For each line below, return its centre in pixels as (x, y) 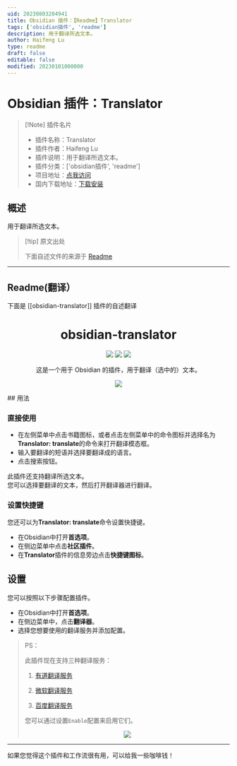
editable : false (31, 60)
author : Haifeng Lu (36, 40)
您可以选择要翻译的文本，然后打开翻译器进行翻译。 (81, 485)
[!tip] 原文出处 (45, 242)
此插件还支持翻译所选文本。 (48, 476)
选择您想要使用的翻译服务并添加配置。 (73, 630)
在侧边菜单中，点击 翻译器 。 (58, 621)
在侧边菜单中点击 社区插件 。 (58, 546)
